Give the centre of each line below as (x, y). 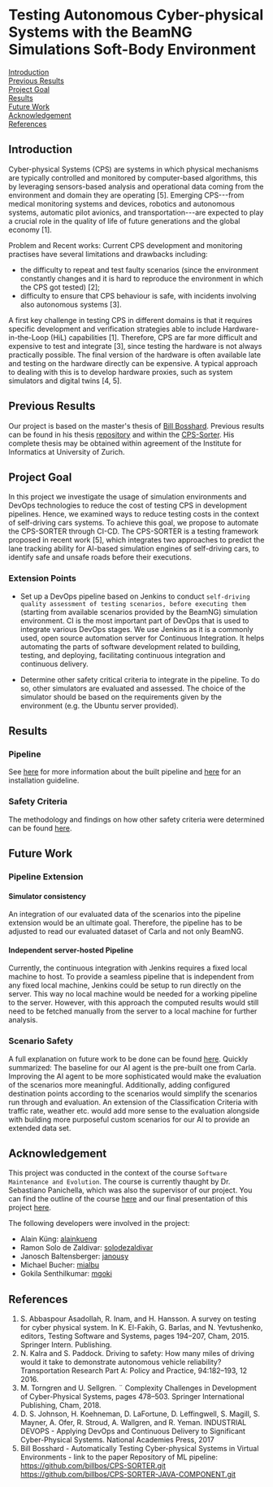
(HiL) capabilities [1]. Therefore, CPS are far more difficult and (154, 337)
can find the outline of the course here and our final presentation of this (128, 1199)
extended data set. (40, 1127)
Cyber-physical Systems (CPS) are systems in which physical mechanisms (134, 169)
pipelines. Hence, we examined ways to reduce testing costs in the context (134, 514)
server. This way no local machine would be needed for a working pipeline (133, 994)
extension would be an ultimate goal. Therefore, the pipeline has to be (126, 923)
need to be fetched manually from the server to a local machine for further (133, 1011)
